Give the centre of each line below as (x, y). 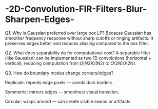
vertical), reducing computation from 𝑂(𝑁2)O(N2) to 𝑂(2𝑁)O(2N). (71, 63)
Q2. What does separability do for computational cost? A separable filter (78, 53)
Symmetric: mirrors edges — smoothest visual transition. (62, 92)
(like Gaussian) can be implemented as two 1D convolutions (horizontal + (78, 58)
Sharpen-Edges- (40, 19)
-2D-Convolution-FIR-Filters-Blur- (76, 9)
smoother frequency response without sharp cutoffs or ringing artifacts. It (79, 38)
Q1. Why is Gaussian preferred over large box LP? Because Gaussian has (78, 33)
